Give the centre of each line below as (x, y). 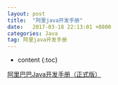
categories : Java (33, 33)
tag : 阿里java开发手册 (37, 40)
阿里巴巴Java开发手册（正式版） (54, 74)
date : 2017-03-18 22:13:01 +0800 (59, 27)
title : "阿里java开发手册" (45, 20)
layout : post (26, 14)
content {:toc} (38, 60)
